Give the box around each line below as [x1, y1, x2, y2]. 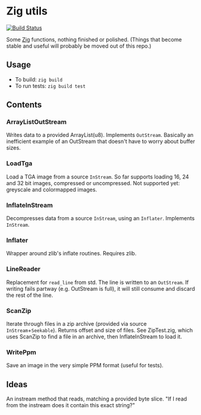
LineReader [6, 265, 41, 273]
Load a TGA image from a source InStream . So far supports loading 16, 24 [6, 173, 189, 180]
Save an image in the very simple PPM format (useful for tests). [6, 362, 164, 369]
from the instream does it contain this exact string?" [6, 402, 135, 409]
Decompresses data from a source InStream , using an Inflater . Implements [6, 215, 195, 222]
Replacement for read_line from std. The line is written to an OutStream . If [6, 279, 189, 286]
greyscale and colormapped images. [6, 186, 98, 193]
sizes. [6, 144, 21, 151]
